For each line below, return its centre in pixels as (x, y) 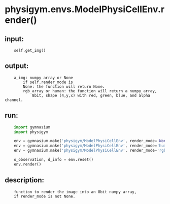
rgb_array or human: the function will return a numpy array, (90, 91)
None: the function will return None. (64, 87)
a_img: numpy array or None (43, 78)
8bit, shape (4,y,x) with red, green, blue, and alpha (91, 95)
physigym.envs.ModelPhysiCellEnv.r (85, 9)
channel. (14, 100)
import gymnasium (32, 127)
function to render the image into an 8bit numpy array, (75, 192)
